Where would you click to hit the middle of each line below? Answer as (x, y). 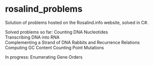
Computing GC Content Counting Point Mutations (55, 47)
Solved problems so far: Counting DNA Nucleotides (57, 32)
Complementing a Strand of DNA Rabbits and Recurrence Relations (72, 42)
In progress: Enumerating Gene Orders (44, 57)
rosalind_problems (44, 9)
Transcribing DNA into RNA (32, 37)
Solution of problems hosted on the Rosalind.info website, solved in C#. (77, 22)
